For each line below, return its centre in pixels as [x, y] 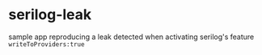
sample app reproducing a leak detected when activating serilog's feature [131, 37]
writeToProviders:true [46, 44]
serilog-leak [50, 15]
